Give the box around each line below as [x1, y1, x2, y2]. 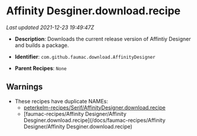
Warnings [6, 82, 43, 92]
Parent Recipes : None [14, 64, 67, 72]
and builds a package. [14, 42, 69, 49]
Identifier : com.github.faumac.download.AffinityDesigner [14, 53, 155, 60]
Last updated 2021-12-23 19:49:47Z [6, 24, 94, 31]
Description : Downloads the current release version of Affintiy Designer [14, 35, 191, 42]
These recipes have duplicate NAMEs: [14, 97, 109, 105]
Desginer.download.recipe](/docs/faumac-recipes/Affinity [23, 116, 166, 124]
